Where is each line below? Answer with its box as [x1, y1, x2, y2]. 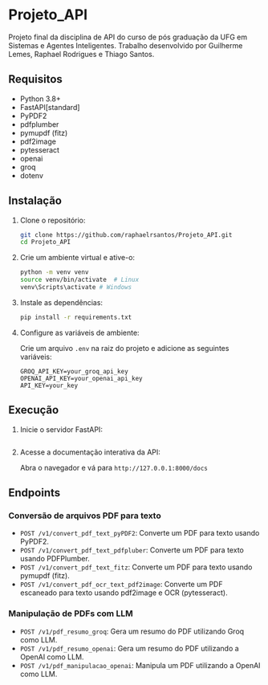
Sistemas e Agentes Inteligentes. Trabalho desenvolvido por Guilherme [8, 40, 243, 50]
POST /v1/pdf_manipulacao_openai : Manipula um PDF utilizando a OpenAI [19, 660, 261, 670]
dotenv [19, 170, 44, 180]
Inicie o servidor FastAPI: [19, 424, 103, 434]
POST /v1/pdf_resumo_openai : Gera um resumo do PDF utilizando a [19, 643, 239, 653]
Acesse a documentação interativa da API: [19, 447, 160, 457]
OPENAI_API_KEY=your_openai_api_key [19, 374, 143, 382]
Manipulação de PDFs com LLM [8, 608, 134, 619]
